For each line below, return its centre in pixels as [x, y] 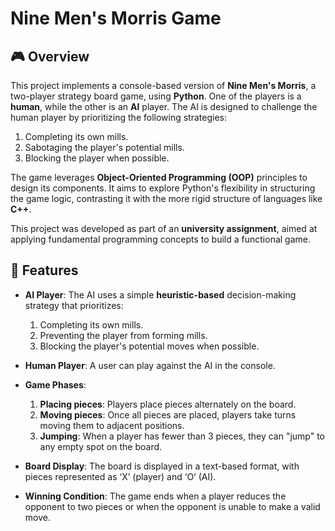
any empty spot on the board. [101, 446]
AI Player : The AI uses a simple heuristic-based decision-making [160, 294]
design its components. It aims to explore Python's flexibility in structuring [163, 188]
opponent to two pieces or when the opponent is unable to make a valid [172, 506]
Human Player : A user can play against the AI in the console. [150, 365]
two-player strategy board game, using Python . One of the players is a [156, 96]
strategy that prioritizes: [74, 305]
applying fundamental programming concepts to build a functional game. [160, 239]
